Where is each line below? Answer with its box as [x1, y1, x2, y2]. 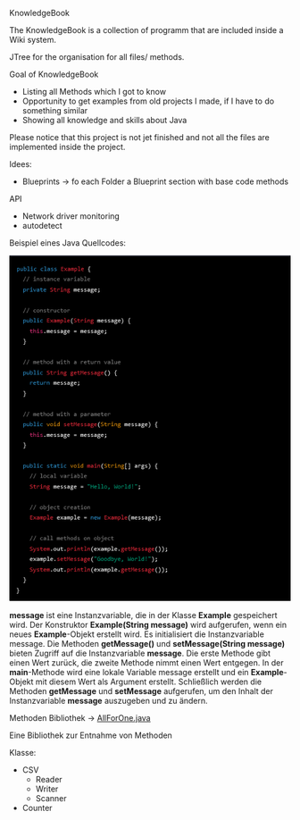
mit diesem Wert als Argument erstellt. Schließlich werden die [35, 676, 262, 687]
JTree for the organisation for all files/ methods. [9, 52, 185, 62]
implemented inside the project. [9, 142, 126, 152]
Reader [35, 774, 62, 784]
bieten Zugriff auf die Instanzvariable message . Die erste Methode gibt [9, 648, 271, 658]
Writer [35, 783, 59, 794]
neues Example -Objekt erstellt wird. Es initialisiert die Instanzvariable [9, 629, 265, 640]
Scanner [35, 792, 67, 803]
